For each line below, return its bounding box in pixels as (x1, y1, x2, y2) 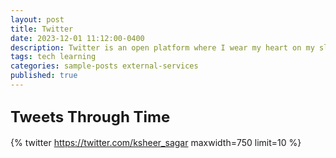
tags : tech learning (10, 52, 97, 62)
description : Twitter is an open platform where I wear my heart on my (10, 42, 315, 53)
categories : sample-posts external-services (10, 61, 199, 71)
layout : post (10, 14, 65, 25)
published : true (10, 71, 78, 81)
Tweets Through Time (10, 107, 171, 127)
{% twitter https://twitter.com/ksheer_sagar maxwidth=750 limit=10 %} (10, 136, 302, 148)
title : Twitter (10, 24, 74, 34)
